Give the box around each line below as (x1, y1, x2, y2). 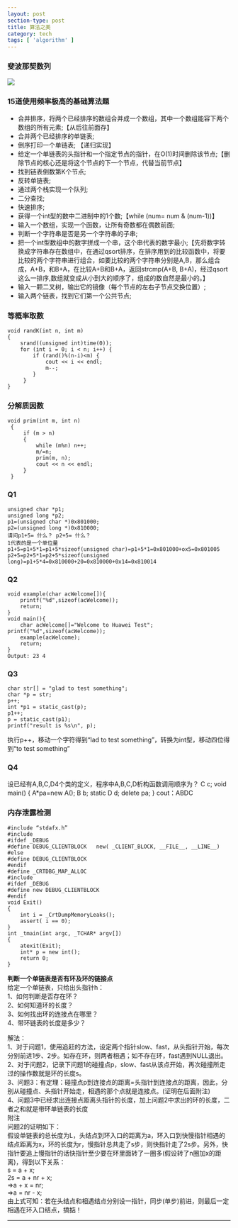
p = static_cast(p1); (7, 716, 72, 723)
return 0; (20, 954, 50, 961)
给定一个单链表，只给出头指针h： (7, 983, 105, 991)
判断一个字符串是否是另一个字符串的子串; (17, 229, 138, 238)
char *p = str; (7, 691, 52, 698)
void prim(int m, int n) (7, 418, 81, 425)
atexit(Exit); (20, 942, 62, 949)
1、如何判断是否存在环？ (7, 992, 79, 1000)
